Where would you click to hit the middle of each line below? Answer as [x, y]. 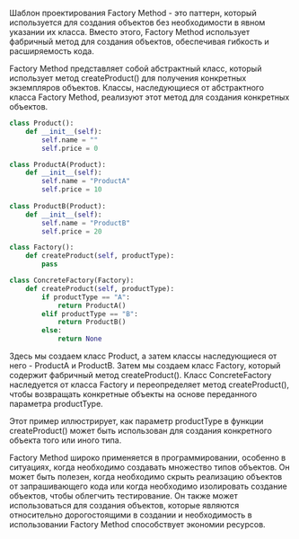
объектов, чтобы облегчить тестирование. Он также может [123, 496]
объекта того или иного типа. [66, 440]
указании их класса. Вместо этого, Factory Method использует [130, 32]
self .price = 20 [72, 231]
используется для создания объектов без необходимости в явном [137, 22]
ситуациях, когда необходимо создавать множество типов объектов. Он [149, 467]
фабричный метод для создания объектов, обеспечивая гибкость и [139, 41]
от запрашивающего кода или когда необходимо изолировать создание [148, 486]
